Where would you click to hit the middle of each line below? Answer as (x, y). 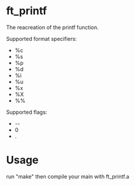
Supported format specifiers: (42, 39)
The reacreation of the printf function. (53, 27)
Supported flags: (27, 112)
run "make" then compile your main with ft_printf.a (68, 177)
